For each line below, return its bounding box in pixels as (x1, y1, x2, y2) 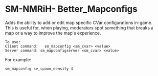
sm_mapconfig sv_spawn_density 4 (5, 66, 73, 71)
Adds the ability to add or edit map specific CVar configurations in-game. (5, 20, 153, 25)
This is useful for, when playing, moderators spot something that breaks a (5, 25, 154, 30)
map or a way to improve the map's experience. (5, 30, 101, 36)
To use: (5, 39, 21, 45)
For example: (5, 56, 32, 62)
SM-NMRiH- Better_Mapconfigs (5, 3, 138, 15)
